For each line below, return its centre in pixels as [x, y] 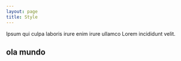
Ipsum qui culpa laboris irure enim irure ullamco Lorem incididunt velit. [91, 33]
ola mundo [26, 52]
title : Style [22, 17]
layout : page [22, 11]
